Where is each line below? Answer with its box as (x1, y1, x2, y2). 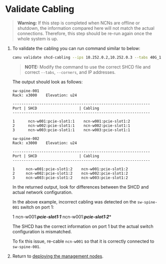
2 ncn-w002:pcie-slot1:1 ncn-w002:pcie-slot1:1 (12, 123, 130, 128)
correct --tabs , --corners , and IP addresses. (24, 69, 116, 75)
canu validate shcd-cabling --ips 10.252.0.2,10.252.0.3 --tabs (12, 55, 148, 60)
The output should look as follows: (12, 78, 83, 85)
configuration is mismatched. (12, 228, 72, 234)
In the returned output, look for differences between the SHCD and (12, 184, 149, 190)
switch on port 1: (20, 204, 55, 210)
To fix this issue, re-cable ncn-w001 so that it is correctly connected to (12, 238, 155, 244)
